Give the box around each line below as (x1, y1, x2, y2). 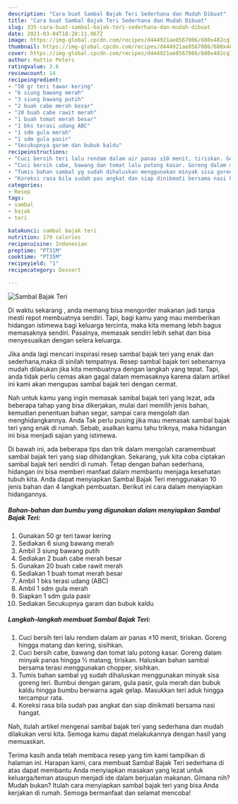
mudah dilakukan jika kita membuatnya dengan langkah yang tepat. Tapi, (8, 364, 220, 373)
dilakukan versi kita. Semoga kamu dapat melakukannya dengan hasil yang (8, 730, 227, 738)
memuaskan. (8, 737, 46, 745)
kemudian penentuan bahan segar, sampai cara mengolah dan (8, 408, 190, 417)
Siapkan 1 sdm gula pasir (18, 592, 91, 600)
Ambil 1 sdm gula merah (18, 584, 88, 592)
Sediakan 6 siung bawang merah (18, 539, 114, 547)
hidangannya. (8, 490, 48, 498)
